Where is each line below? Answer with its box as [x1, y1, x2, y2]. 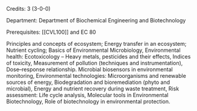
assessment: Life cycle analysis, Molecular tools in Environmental [6, 92, 169, 98]
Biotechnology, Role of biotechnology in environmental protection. [6, 98, 170, 105]
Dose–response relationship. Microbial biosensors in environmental [6, 66, 173, 73]
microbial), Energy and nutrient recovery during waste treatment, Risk [6, 85, 180, 92]
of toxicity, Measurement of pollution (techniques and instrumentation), [6, 60, 183, 66]
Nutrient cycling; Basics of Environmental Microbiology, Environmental [6, 46, 181, 54]
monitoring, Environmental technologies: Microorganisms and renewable [6, 72, 187, 79]
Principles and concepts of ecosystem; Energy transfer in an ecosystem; [6, 40, 187, 47]
